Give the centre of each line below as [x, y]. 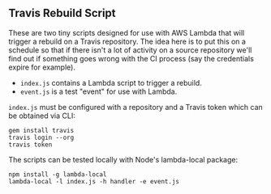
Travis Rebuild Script [62, 13]
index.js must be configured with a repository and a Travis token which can [136, 107]
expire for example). [42, 67]
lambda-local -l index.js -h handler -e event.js [94, 181]
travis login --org [41, 137]
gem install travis [41, 130]
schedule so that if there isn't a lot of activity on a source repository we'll [130, 50]
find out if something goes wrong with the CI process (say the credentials [131, 58]
